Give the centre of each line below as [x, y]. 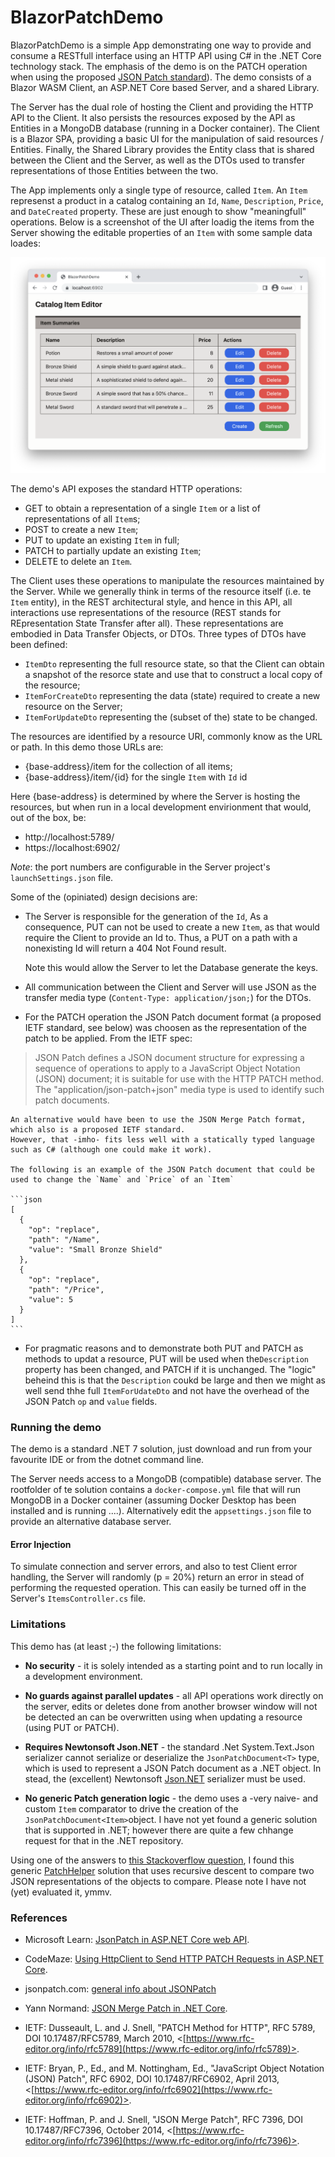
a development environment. [83, 1676]
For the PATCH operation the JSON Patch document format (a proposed [173, 1017]
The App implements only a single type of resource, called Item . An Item [159, 190]
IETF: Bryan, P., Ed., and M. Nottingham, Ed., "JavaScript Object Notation [174, 2068]
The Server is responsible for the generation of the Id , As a [146, 916]
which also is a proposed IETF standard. [98, 1129]
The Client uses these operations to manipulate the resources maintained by [167, 580]
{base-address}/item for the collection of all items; [128, 766]
